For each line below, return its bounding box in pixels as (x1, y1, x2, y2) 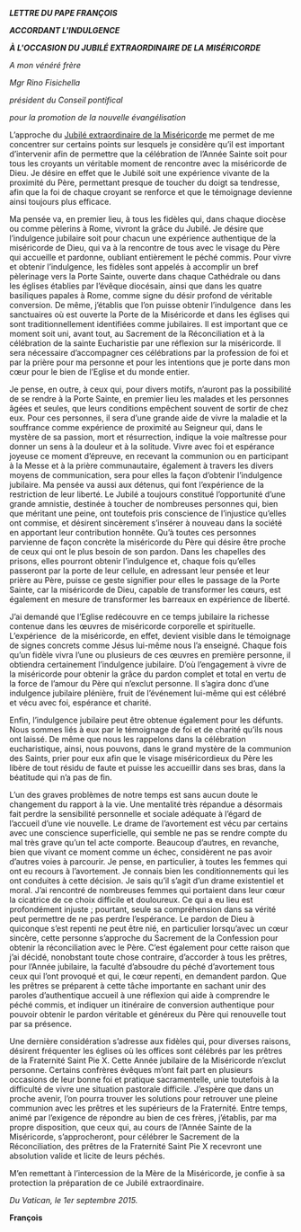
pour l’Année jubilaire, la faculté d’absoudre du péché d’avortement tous (9, 962, 276, 971)
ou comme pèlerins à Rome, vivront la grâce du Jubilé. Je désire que (9, 224, 264, 234)
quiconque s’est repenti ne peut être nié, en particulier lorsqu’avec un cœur (9, 923, 289, 934)
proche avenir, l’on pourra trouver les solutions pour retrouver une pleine (9, 1094, 279, 1103)
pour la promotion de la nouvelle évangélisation (9, 112, 186, 122)
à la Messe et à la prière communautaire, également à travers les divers (9, 460, 274, 471)
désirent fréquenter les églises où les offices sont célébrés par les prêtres (9, 1046, 283, 1056)
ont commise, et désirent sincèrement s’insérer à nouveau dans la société (9, 518, 283, 528)
